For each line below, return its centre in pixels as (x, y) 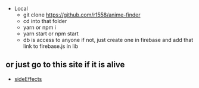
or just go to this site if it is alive (65, 65)
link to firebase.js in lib (51, 46)
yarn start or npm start (51, 34)
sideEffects (28, 79)
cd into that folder (45, 21)
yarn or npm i (39, 27)
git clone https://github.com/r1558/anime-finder (82, 15)
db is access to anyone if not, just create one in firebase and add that (108, 40)
